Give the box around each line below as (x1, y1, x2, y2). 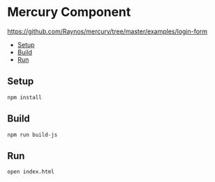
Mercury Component (7, 4, 131, 20)
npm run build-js (7, 131, 58, 138)
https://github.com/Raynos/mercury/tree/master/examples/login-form (7, 27, 208, 35)
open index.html (7, 168, 54, 176)
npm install (7, 94, 42, 101)
